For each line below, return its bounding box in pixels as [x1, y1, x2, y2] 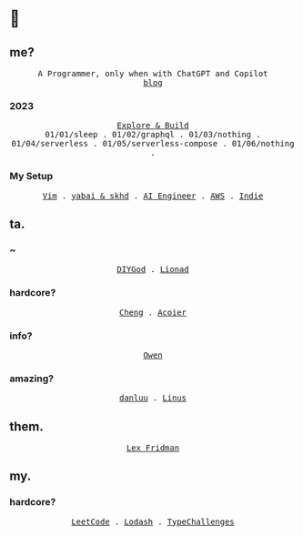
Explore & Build [116, 120, 189, 131]
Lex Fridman [126, 442, 180, 453]
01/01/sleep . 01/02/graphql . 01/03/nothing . [45, 129, 261, 140]
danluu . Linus [118, 393, 187, 403]
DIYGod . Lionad [116, 264, 189, 275]
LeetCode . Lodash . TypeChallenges [71, 516, 235, 527]
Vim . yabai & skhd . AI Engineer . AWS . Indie [42, 190, 264, 201]
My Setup [9, 170, 54, 183]
